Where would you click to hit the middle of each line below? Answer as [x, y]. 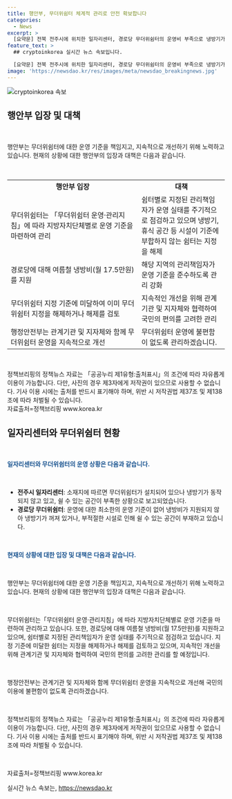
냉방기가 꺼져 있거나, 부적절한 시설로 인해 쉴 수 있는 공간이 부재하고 [115, 518]
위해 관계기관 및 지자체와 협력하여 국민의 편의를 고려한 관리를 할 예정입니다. [108, 654]
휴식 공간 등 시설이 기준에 [180, 231]
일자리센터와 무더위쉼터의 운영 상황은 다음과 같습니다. [79, 464]
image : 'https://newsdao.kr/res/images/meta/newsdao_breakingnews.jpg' [112, 71]
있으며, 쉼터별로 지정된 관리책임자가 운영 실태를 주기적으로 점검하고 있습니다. [110, 637]
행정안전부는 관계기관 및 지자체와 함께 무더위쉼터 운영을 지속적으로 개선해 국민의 [115, 683]
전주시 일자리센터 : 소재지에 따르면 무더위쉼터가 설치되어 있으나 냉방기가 [113, 493]
